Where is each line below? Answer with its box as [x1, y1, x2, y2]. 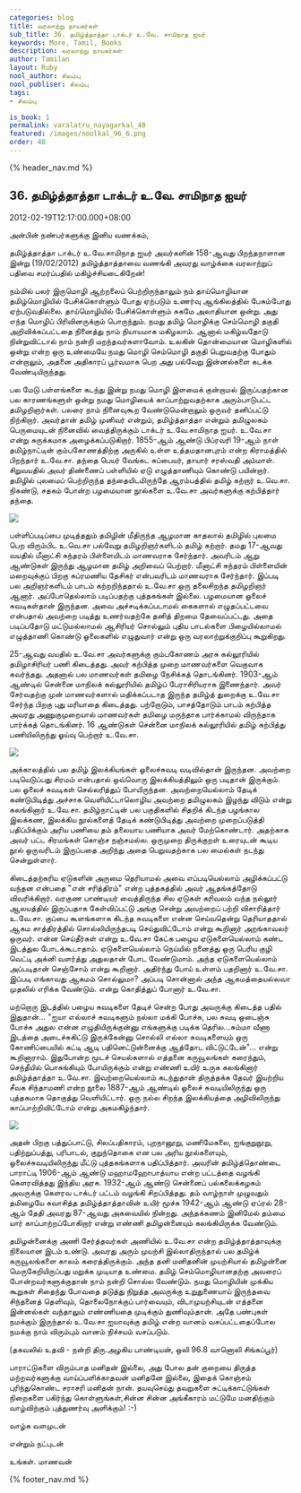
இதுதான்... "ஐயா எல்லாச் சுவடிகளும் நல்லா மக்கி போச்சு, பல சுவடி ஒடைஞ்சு [9, 1011, 270, 1022]
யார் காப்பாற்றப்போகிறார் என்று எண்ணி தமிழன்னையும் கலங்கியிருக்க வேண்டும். [9, 1217, 279, 1228]
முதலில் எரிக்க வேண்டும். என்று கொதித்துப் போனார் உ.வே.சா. [9, 983, 221, 994]
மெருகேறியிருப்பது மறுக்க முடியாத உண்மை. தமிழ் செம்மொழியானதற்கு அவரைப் [9, 1265, 282, 1276]
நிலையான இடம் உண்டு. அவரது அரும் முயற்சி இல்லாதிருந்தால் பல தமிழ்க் [9, 1245, 260, 1256]
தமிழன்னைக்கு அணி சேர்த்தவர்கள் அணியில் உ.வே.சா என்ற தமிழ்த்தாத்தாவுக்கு [9, 1235, 282, 1246]
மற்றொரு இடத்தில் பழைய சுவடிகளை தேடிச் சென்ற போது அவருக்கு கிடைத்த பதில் [9, 1001, 282, 1012]
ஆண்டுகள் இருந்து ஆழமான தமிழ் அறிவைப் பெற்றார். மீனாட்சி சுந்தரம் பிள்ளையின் [9, 559, 288, 570]
